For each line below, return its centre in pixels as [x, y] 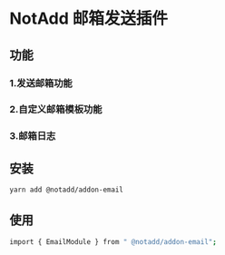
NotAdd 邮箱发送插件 [88, 19]
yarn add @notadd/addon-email [67, 190]
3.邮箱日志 [33, 136]
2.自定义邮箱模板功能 [56, 110]
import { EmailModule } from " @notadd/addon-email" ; [113, 241]
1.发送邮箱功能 [41, 83]
